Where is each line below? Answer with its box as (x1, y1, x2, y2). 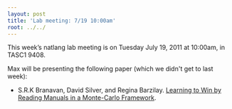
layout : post (7, 10, 46, 18)
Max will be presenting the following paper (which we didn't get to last (7, 65, 213, 73)
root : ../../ (7, 24, 46, 31)
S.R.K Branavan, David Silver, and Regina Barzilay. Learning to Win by (17, 86, 222, 95)
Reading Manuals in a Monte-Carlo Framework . (17, 93, 157, 102)
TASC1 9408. (7, 51, 46, 59)
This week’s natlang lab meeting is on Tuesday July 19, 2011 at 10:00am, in (7, 43, 226, 52)
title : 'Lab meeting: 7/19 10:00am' (7, 17, 116, 24)
